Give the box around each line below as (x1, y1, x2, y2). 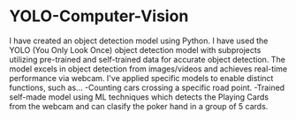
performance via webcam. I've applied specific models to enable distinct (9, 72, 274, 83)
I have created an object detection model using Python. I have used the (9, 35, 269, 46)
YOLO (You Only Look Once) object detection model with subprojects (9, 44, 262, 55)
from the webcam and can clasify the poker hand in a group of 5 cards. (9, 101, 269, 111)
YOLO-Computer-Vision (9, 6, 189, 26)
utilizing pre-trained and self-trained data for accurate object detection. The (9, 54, 285, 64)
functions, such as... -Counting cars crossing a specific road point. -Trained (9, 82, 285, 93)
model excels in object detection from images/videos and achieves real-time (9, 64, 288, 74)
